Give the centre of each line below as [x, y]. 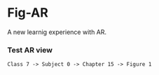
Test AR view [30, 50]
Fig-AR [28, 13]
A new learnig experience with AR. [57, 32]
